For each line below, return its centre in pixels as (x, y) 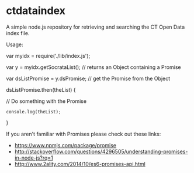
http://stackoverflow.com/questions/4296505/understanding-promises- (101, 151)
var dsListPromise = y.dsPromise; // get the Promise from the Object (88, 78)
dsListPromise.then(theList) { (41, 89)
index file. (18, 33)
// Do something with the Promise (46, 101)
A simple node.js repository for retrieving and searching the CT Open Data (96, 27)
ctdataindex (36, 11)
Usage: (15, 44)
